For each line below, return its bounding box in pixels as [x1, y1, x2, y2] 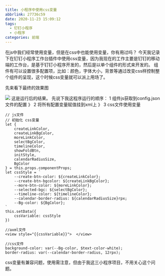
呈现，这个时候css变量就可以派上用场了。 [22, 74, 108, 80]
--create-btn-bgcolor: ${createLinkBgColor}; [14, 179, 110, 184]
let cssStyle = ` [5, 170, 41, 175]
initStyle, [14, 152, 37, 157]
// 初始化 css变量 [5, 117, 40, 122]
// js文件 [5, 112, 24, 117]
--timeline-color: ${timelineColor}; [14, 191, 92, 196]
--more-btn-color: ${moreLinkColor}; [14, 183, 92, 188]
